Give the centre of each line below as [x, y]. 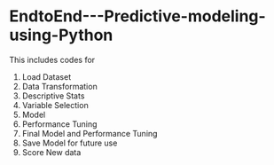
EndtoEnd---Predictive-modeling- [137, 16]
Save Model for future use [70, 143]
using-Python [61, 35]
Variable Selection [55, 105]
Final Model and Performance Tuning [90, 133]
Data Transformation [59, 86]
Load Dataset [47, 76]
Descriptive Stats [53, 96]
